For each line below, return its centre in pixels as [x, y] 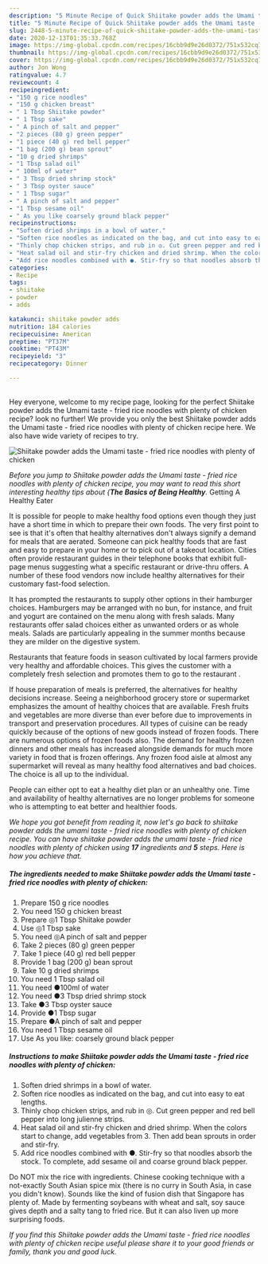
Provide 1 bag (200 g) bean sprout [77, 962]
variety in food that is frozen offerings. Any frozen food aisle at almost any [131, 757]
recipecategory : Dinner [49, 364]
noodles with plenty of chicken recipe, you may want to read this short [125, 483]
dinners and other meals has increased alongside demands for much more [131, 748]
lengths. [34, 1102]
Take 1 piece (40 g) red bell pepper [78, 953]
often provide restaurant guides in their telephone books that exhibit [120, 558]
